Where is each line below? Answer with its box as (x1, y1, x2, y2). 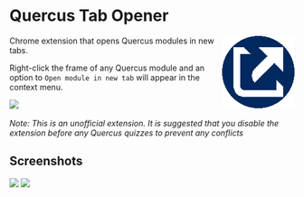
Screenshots (9, 154, 83, 169)
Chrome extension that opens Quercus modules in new (9, 35, 214, 46)
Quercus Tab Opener (9, 5, 169, 26)
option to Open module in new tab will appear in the (9, 71, 201, 82)
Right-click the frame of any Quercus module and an (9, 62, 205, 73)
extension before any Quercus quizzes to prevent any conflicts (9, 127, 244, 138)
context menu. (9, 81, 63, 92)
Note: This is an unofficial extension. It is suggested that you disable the (9, 117, 280, 128)
